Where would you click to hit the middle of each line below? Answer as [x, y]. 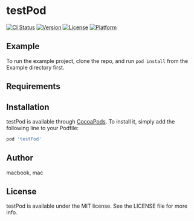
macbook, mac [25, 173]
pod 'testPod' [24, 139]
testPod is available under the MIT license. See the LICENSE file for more [97, 206]
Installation [28, 107]
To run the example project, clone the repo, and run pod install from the [97, 61]
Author [20, 158]
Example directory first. [35, 67]
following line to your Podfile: [43, 128]
